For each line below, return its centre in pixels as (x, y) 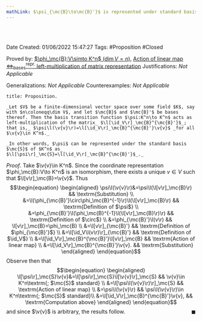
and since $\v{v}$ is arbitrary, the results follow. (66, 312)
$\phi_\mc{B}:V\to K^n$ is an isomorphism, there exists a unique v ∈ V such (101, 172)
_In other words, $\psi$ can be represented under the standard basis (96, 144)
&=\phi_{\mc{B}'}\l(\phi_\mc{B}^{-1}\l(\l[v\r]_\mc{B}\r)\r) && (101, 213)
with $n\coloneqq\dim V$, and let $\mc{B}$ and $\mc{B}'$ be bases (93, 112)
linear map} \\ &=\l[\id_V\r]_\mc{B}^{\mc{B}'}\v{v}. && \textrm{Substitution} (101, 245)
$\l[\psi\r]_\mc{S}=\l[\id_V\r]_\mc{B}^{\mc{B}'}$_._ (75, 154)
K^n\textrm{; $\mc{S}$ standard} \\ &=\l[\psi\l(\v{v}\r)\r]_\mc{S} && (101, 283)
